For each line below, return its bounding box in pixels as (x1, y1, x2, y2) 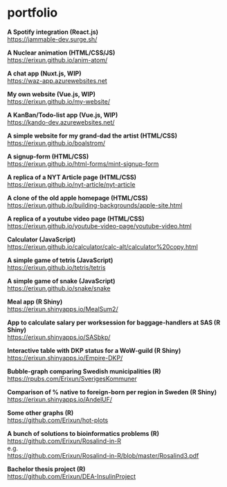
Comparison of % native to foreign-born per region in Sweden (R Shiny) (7, 387, 217, 396)
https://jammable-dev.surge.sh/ (7, 35, 98, 43)
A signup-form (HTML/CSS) (7, 152, 89, 160)
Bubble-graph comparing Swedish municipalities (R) (7, 367, 161, 375)
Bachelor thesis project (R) (7, 465, 86, 473)
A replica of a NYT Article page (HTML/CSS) (7, 173, 137, 181)
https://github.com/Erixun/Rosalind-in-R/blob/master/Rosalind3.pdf (7, 451, 199, 459)
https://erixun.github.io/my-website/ (7, 97, 111, 105)
